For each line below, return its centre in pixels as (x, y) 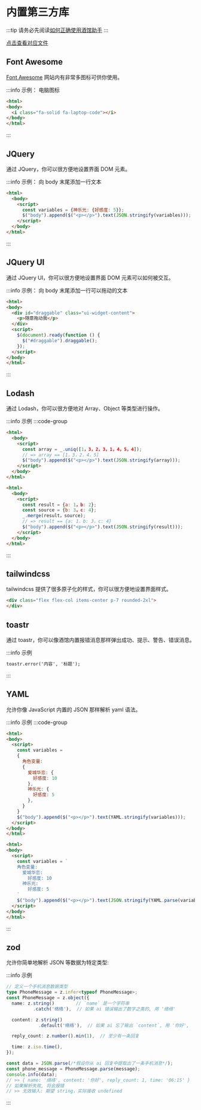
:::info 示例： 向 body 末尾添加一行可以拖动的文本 (67, 290)
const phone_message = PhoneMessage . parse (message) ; (73, 1069)
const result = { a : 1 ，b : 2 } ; (59, 505)
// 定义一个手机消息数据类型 (37, 987)
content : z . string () (37, 1019)
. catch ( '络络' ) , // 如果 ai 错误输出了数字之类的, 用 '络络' (104, 1009)
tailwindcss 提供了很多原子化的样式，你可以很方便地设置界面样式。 (89, 589)
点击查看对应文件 (27, 43)
